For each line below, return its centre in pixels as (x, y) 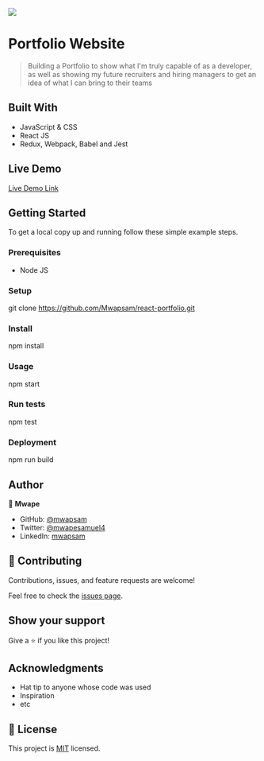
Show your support (57, 621)
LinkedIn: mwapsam (52, 536)
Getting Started (47, 213)
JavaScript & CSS (48, 126)
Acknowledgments (56, 668)
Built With (33, 108)
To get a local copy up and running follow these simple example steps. (123, 232)
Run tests (27, 404)
